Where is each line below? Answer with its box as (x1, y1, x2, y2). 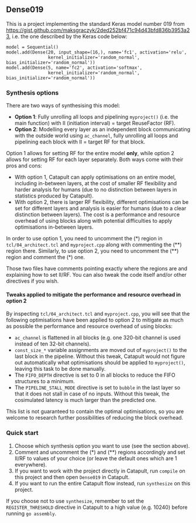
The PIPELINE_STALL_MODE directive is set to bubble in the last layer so (14, 384, 180, 391)
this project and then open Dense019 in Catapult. (14, 473, 130, 481)
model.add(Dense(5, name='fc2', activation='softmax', (6, 65, 143, 71)
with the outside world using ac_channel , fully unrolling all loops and (14, 132, 178, 139)
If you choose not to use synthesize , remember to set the (6, 497, 145, 504)
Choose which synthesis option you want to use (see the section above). (14, 442, 190, 449)
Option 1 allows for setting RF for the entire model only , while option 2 (6, 150, 174, 157)
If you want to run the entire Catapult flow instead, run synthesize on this (14, 480, 191, 487)
